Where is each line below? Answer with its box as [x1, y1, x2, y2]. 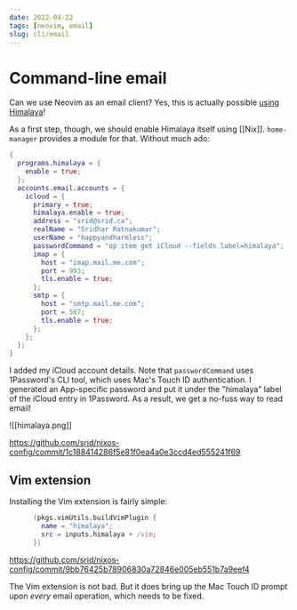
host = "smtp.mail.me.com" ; [41, 300, 145, 309]
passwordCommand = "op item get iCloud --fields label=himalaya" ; [32, 241, 285, 250]
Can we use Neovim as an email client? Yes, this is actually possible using [9, 97, 280, 108]
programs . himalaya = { [17, 159, 101, 168]
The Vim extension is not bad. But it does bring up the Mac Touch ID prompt [9, 581, 288, 591]
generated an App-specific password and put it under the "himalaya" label [9, 384, 282, 395]
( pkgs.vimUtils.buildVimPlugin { [32, 513, 157, 522]
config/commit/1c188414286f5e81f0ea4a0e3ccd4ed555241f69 [9, 446, 241, 458]
